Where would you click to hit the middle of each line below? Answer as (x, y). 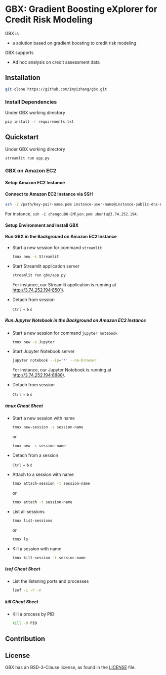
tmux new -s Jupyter (33, 342)
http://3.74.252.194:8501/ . (38, 290)
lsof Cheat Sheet (23, 569)
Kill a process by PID (33, 614)
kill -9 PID (24, 623)
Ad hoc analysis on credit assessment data (56, 62)
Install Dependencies (31, 102)
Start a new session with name (43, 418)
